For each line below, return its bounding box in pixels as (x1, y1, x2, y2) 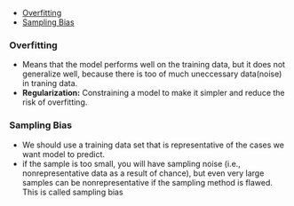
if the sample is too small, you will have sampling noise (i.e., (21, 158, 242, 169)
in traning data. (21, 78, 78, 89)
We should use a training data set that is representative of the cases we (21, 139, 284, 150)
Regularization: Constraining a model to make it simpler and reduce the (21, 88, 286, 99)
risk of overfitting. (21, 97, 88, 107)
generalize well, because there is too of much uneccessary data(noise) (21, 68, 282, 79)
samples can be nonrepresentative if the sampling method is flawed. (21, 177, 273, 187)
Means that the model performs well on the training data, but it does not (21, 59, 286, 70)
